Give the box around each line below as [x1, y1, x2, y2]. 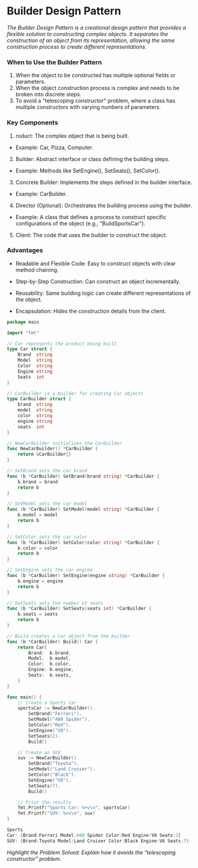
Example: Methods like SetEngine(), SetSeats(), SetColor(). [15, 167, 160, 174]
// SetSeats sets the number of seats [7, 600, 103, 606]
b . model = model [17, 512, 59, 518]
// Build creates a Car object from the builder [7, 633, 130, 639]
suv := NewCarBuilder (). [17, 755, 80, 761]
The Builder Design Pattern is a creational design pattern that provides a [7, 24, 186, 31]
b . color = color [17, 545, 59, 551]
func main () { [7, 694, 42, 700]
